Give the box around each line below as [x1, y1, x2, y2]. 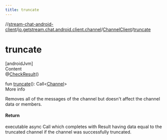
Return [5, 112, 20, 118]
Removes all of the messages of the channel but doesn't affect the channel [5, 95, 160, 101]
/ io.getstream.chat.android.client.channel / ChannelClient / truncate [16, 26, 151, 32]
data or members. [5, 101, 42, 107]
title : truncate [5, 7, 39, 12]
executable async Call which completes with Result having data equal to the [5, 123, 162, 129]
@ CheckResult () [5, 71, 39, 77]
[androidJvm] [5, 60, 34, 66]
